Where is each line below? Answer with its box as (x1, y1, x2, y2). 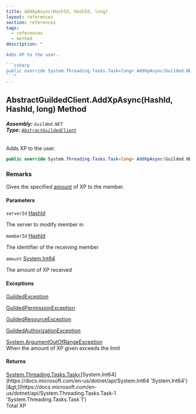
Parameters (6, 197, 35, 204)
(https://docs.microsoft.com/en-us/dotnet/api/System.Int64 (6, 377, 150, 384)
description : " (6, 42, 43, 47)
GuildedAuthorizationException (6, 327, 81, 334)
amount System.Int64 (6, 255, 55, 262)
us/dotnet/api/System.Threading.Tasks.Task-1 (6, 389, 117, 396)
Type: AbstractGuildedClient (6, 126, 77, 134)
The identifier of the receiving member (6, 244, 99, 251)
